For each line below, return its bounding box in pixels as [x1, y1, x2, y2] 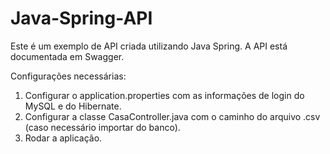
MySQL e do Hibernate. [24, 100, 122, 112]
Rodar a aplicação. [24, 132, 103, 144]
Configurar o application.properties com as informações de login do [24, 89, 305, 101]
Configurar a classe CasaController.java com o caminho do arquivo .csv [24, 110, 321, 122]
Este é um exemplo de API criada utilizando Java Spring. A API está [10, 40, 288, 52]
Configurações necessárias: [10, 70, 127, 82]
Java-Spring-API [10, 7, 153, 30]
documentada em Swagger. [10, 50, 125, 62]
